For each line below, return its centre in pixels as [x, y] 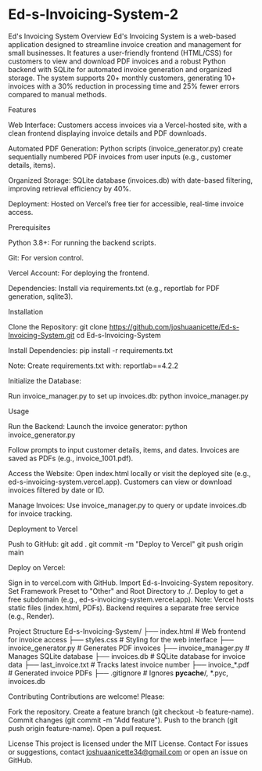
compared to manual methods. [57, 94]
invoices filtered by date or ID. [56, 490]
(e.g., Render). [31, 616]
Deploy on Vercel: [37, 567]
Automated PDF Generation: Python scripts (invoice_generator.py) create [126, 148]
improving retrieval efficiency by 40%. [70, 188]
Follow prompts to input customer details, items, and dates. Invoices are [124, 449]
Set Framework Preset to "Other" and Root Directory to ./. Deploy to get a [126, 591]
